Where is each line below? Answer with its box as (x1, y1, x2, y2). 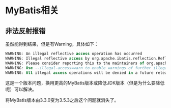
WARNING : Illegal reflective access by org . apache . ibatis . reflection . (5, 56, 158, 61)
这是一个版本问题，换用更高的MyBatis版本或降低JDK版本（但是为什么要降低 (5, 80, 165, 86)
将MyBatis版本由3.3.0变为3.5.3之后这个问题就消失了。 (5, 97, 119, 103)
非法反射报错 (5, 26, 46, 35)
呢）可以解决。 (5, 86, 37, 92)
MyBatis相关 (5, 5, 59, 16)
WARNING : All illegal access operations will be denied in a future (5, 70, 154, 75)
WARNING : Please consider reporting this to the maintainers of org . (5, 61, 156, 66)
